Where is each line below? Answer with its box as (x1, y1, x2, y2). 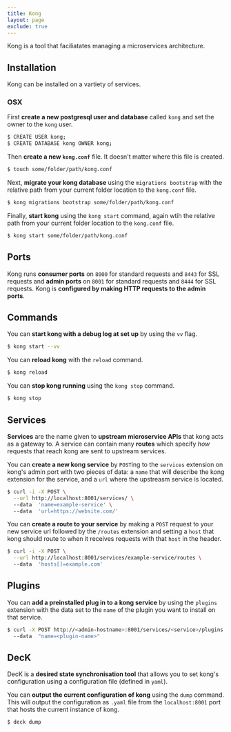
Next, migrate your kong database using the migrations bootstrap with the (7, 179, 223, 187)
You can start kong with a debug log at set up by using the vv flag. (7, 330, 198, 338)
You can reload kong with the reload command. (7, 356, 143, 364)
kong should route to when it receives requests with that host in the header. (7, 535, 222, 543)
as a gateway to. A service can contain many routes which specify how (7, 439, 210, 448)
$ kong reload (7, 369, 48, 376)
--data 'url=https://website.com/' (13, 508, 119, 515)
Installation (7, 61, 57, 73)
